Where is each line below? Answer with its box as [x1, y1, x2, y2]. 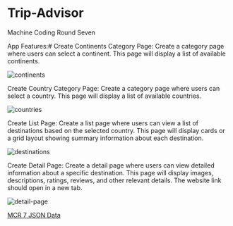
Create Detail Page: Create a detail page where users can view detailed [7, 161, 215, 170]
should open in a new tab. [7, 183, 83, 192]
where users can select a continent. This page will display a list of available [7, 49, 226, 58]
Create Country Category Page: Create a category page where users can [7, 84, 220, 92]
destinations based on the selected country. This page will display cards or [7, 126, 226, 134]
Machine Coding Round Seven [7, 28, 96, 37]
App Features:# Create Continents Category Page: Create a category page [7, 42, 225, 50]
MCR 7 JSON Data [7, 211, 61, 219]
